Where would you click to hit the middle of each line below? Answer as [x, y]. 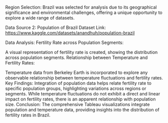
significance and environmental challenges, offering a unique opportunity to [84, 12]
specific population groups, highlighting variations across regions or [76, 88]
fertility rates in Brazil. [28, 115]
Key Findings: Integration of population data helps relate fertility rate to [78, 83]
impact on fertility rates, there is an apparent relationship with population [80, 99]
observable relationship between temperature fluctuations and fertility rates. [84, 78]
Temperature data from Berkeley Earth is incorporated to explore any [76, 72]
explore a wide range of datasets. [40, 18]
